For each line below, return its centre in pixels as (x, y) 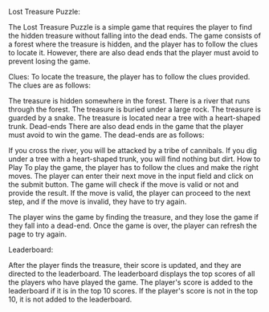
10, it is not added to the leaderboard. (70, 299)
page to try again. (37, 234)
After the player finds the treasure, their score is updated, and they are (125, 265)
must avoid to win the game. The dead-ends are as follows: (106, 135)
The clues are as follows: (49, 85)
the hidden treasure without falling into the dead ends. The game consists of (134, 36)
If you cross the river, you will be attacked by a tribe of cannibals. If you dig (132, 150)
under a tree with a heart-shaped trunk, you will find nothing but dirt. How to (134, 159)
